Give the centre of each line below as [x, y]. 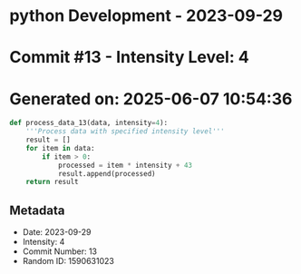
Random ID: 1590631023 [68, 261]
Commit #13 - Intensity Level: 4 [129, 58]
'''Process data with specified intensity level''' [125, 132]
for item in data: [60, 148]
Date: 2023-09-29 [57, 232]
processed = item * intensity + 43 [125, 165]
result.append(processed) [107, 173]
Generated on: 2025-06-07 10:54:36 [151, 98]
